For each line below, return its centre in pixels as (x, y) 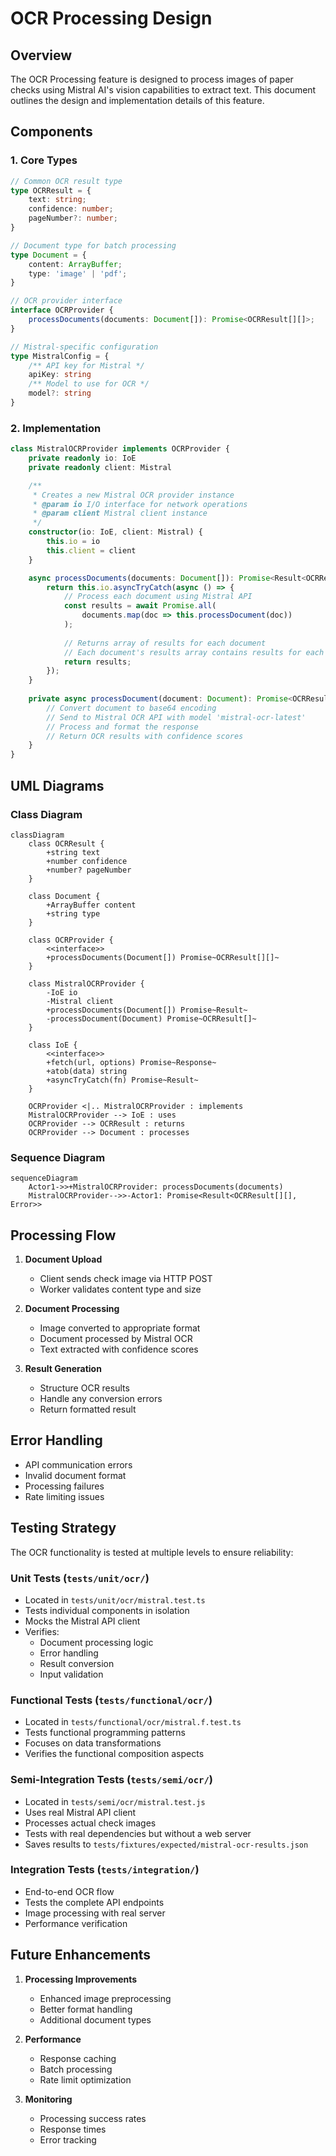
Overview (41, 55)
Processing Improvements (81, 1979)
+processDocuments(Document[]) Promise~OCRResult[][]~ (163, 957)
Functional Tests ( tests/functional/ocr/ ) (111, 1700)
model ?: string (60, 393)
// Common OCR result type (66, 181)
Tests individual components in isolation (107, 1610)
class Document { (64, 896)
